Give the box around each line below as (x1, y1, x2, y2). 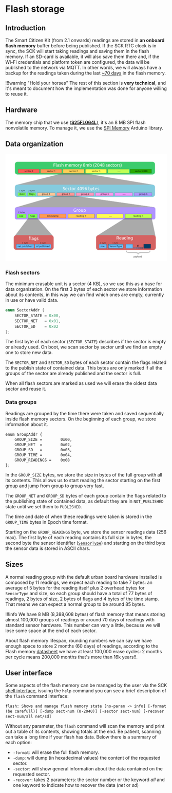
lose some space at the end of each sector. (5, 628, 97, 634)
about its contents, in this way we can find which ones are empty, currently (5, 291, 164, 298)
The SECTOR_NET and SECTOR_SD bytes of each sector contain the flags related (5, 359, 167, 365)
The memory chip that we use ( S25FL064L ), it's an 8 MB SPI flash (5, 119, 146, 125)
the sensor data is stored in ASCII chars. (5, 545, 91, 551)
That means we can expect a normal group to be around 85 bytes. (5, 601, 145, 607)
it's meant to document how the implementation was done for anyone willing (5, 85, 167, 91)
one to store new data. (5, 349, 53, 356)
